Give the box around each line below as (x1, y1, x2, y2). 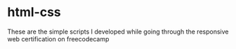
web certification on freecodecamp (7, 34, 110, 43)
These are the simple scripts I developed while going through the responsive (7, 27, 229, 36)
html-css (7, 4, 61, 20)
